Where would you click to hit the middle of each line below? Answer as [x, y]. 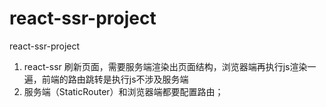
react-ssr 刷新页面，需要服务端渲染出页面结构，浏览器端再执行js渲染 [165, 66]
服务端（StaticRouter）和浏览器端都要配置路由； [123, 91]
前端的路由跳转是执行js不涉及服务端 [115, 79]
